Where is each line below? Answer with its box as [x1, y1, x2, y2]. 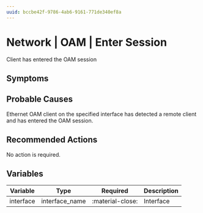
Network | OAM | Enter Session [6, 35, 167, 49]
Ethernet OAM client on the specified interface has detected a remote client [6, 110, 197, 118]
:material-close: [91, 197, 138, 206]
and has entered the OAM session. [6, 117, 94, 124]
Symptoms [6, 73, 49, 83]
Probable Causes [6, 94, 73, 105]
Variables [6, 168, 44, 179]
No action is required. [6, 151, 61, 158]
